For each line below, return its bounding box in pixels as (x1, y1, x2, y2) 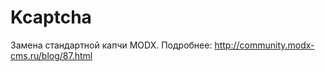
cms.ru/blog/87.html (10, 49, 93, 61)
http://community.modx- (214, 39, 315, 51)
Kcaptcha (10, 6, 92, 29)
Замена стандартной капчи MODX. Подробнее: (10, 39, 213, 51)
